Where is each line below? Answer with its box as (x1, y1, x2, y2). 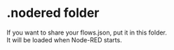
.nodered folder (6, 5, 100, 21)
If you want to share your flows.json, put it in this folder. (6, 28, 168, 37)
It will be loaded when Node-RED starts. (6, 35, 122, 44)
